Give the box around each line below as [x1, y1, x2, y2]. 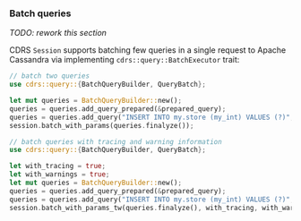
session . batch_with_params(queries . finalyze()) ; [9, 121, 194, 130]
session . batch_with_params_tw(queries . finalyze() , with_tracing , [9, 203, 258, 212]
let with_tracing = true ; [9, 162, 106, 171]
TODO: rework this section [9, 28, 107, 38]
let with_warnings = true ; [9, 170, 110, 179]
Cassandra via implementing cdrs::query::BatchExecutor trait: [9, 55, 240, 65]
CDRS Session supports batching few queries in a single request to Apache [9, 45, 287, 55]
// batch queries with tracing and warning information [9, 137, 222, 146]
